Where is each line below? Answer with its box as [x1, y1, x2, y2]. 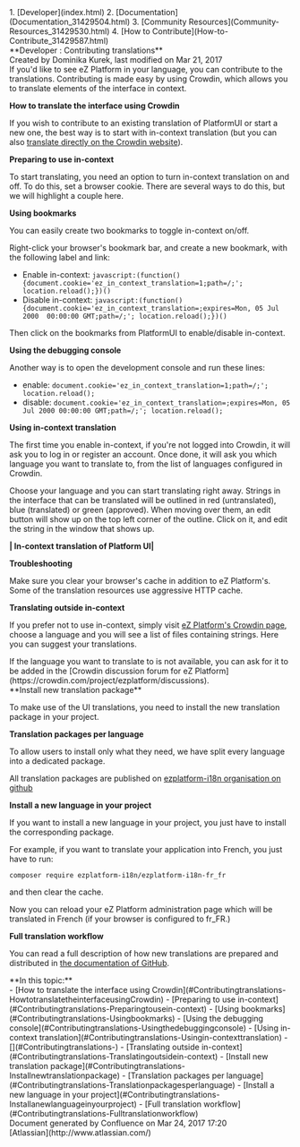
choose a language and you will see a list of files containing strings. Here [9, 629, 279, 639]
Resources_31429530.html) [9, 26, 110, 37]
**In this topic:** [9, 975, 73, 986]
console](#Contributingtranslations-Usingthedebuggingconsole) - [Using [9, 1023, 279, 1033]
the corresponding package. [9, 826, 115, 837]
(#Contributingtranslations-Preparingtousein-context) [9, 1004, 208, 1014]
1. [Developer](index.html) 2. [9, 7, 115, 17]
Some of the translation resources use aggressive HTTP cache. [9, 585, 244, 595]
